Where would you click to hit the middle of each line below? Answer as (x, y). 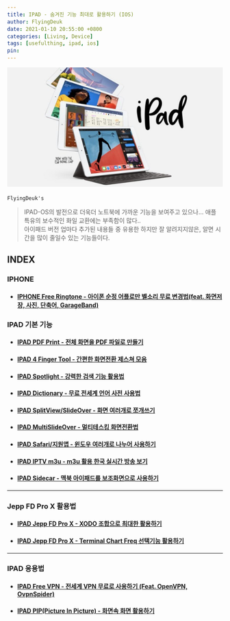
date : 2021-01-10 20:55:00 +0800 (55, 29)
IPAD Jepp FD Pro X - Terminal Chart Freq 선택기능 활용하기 (101, 541)
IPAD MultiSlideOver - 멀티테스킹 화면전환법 (78, 427)
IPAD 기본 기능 (30, 324)
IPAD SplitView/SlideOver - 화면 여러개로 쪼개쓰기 (86, 410)
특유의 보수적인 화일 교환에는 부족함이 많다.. (82, 221)
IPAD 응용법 (26, 569)
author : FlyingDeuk (35, 22)
